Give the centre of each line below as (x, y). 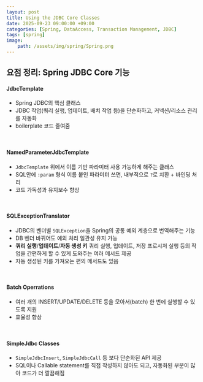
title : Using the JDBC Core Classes (53, 18)
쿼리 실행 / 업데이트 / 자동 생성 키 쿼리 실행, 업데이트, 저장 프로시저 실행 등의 (102, 245)
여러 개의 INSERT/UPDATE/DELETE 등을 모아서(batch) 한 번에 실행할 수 (102, 302)
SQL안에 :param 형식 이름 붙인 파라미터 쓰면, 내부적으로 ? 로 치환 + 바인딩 (103, 174)
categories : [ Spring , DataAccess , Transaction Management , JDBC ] (91, 29)
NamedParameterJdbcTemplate (48, 152)
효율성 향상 (29, 317)
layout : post (23, 12)
